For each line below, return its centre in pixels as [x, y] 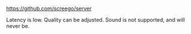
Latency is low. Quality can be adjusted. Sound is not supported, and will [96, 20]
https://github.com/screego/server [49, 8]
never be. [18, 26]
